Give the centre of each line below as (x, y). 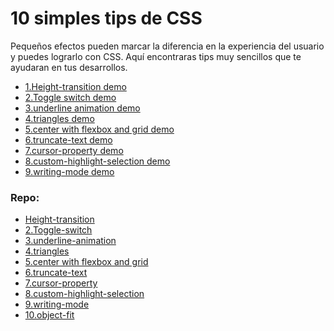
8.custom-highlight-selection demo (97, 161)
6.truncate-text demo (68, 139)
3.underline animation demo (82, 108)
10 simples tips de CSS (106, 18)
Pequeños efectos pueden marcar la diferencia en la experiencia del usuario (167, 46)
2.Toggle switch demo (70, 97)
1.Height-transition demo (75, 86)
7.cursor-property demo (74, 150)
